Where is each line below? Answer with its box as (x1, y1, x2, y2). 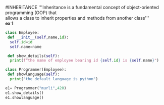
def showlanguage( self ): (7, 72, 60, 77)
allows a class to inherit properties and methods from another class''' (5, 15, 149, 21)
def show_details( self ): (7, 53, 60, 59)
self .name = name (10, 44, 42, 49)
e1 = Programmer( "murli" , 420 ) (5, 85, 67, 90)
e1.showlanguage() (5, 95, 44, 100)
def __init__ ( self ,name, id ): (7, 35, 69, 40)
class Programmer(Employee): (5, 67, 67, 72)
